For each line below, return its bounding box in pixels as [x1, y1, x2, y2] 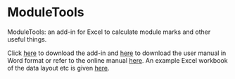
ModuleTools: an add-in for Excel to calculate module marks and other [7, 28, 211, 36]
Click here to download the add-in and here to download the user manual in [7, 49, 227, 57]
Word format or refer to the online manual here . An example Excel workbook [7, 56, 228, 64]
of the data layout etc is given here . [7, 63, 110, 72]
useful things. [7, 35, 47, 43]
